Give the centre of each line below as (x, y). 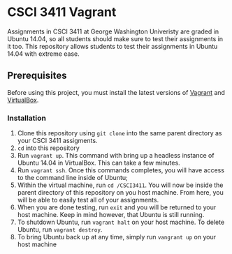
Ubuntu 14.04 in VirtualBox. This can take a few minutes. (99, 163)
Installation (27, 118)
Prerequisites (37, 76)
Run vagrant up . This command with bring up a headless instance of (116, 156)
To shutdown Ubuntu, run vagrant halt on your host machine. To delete (121, 222)
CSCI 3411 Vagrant (62, 12)
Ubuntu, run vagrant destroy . (60, 230)
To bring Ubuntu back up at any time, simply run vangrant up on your (117, 237)
